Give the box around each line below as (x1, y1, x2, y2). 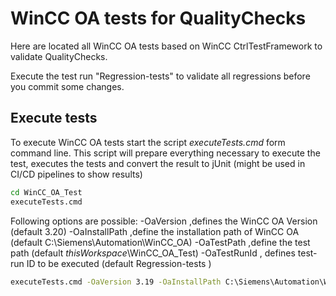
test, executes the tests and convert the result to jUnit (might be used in (10, 157, 306, 169)
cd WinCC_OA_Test (10, 187, 83, 197)
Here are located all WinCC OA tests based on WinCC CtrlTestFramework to (10, 40, 323, 52)
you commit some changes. (10, 80, 125, 92)
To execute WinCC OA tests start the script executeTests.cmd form (10, 136, 286, 148)
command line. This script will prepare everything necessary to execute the (10, 147, 321, 159)
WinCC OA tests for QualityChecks (10, 7, 307, 30)
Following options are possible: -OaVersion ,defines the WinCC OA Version (10, 215, 318, 227)
